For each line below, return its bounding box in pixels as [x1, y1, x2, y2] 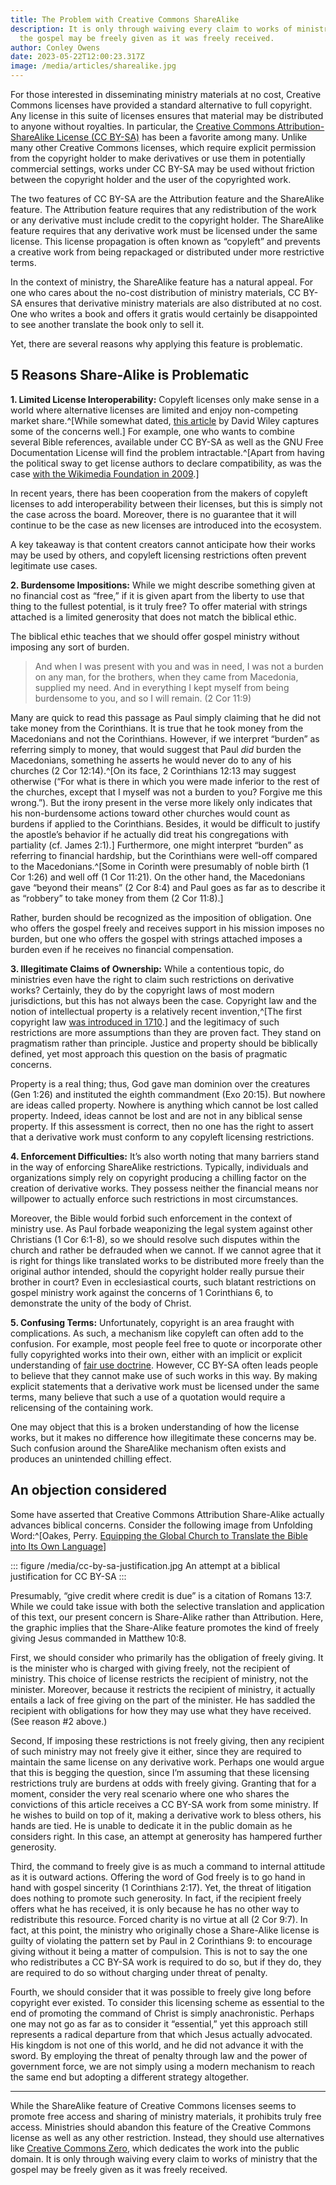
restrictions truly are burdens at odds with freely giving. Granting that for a [10, 1777, 317, 1789]
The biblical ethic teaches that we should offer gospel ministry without [10, 630, 300, 642]
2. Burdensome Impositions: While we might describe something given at [10, 579, 316, 591]
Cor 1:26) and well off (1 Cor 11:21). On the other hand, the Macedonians [10, 871, 306, 883]
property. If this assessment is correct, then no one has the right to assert [10, 1120, 314, 1132]
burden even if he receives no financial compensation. [10, 943, 235, 955]
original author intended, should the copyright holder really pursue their [10, 1265, 305, 1277]
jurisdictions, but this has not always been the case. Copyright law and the [10, 994, 317, 1006]
